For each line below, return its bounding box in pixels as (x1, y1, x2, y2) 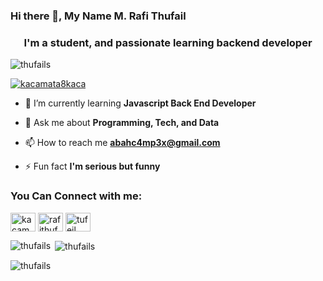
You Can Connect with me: (10, 189, 143, 203)
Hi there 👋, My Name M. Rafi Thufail (10, 9, 187, 23)
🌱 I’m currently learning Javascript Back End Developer (24, 97, 257, 109)
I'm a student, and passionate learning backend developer (23, 35, 313, 49)
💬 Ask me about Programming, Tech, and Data (24, 117, 220, 129)
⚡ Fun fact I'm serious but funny (24, 160, 161, 173)
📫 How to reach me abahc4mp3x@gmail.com (24, 137, 221, 149)
